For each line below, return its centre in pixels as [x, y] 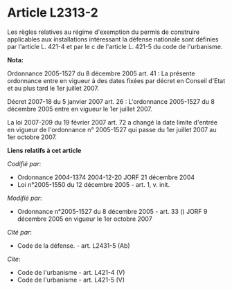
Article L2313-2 [53, 13]
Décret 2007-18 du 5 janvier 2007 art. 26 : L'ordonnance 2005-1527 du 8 [111, 101]
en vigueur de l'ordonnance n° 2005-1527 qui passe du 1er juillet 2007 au [112, 129]
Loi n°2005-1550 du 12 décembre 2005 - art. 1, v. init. [93, 184]
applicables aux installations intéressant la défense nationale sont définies [113, 39]
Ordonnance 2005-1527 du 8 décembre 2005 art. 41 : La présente [101, 73]
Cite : [14, 259]
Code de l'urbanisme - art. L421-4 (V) [71, 272]
